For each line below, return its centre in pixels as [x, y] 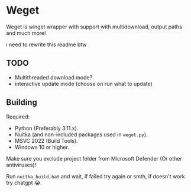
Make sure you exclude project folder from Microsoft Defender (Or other [94, 158]
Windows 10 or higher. [42, 147]
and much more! [26, 33]
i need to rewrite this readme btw [46, 44]
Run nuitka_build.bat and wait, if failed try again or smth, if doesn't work [96, 176]
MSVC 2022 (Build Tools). [46, 140]
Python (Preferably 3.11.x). [46, 128]
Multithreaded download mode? [54, 77]
